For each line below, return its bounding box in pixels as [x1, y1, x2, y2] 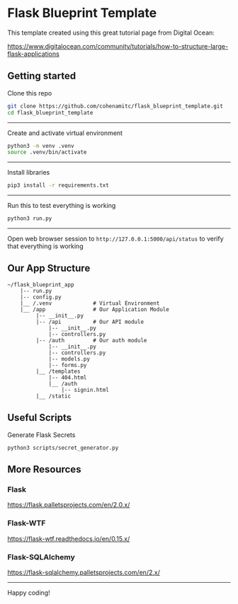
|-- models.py [48, 355, 91, 362]
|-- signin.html [61, 386, 110, 393]
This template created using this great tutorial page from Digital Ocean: [7, 28, 215, 37]
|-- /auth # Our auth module [35, 337, 147, 344]
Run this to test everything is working [7, 202, 116, 210]
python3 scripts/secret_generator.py [7, 444, 119, 451]
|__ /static [35, 393, 72, 400]
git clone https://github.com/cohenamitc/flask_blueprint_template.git [7, 103, 223, 110]
